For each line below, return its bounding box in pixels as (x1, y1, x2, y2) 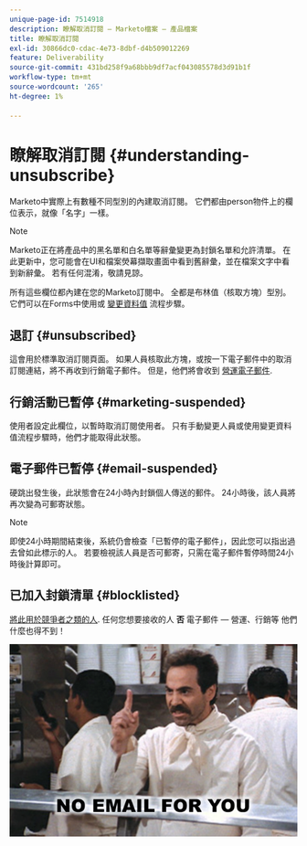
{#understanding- (109, 144, 249, 165)
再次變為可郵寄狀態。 (9, 498, 90, 509)
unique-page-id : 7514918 (9, 15, 104, 24)
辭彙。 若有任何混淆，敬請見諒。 (25, 268, 148, 279)
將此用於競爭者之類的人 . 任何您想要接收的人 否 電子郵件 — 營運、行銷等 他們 (9, 613, 298, 625)
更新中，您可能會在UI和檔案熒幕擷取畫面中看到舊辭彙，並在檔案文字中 (16, 256, 282, 267)
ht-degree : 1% (9, 91, 64, 100)
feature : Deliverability (9, 53, 104, 63)
